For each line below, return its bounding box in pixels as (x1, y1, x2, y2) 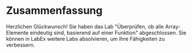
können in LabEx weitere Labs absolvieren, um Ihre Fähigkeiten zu (6, 35, 165, 42)
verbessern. (6, 41, 35, 48)
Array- (165, 23, 181, 30)
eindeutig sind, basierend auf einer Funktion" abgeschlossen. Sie (30, 29, 187, 36)
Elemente (6, 29, 29, 36)
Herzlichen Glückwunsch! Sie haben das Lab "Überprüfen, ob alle (6, 23, 165, 30)
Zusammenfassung (6, 4, 103, 17)
